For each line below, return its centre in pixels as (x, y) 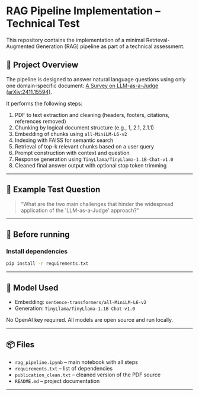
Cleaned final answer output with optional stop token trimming (91, 165)
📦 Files (20, 345)
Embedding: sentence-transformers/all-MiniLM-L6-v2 (81, 302)
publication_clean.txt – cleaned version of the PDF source (88, 375)
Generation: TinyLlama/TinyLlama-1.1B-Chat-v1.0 (75, 308)
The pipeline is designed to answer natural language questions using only (96, 79)
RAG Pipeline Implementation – (84, 11)
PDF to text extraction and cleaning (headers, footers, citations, (92, 115)
